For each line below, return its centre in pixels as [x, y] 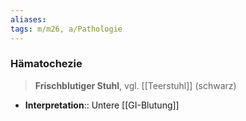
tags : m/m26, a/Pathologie [66, 29]
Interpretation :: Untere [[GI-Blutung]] [102, 105]
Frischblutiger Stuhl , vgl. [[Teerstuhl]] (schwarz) [135, 85]
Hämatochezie [46, 64]
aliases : [28, 19]
